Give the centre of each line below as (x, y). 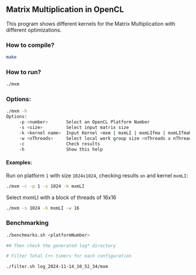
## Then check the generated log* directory (61, 246)
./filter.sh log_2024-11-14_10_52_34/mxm (57, 267)
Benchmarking (27, 223)
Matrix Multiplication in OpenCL (65, 10)
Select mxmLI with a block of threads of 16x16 (61, 197)
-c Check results (60, 144)
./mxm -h (17, 111)
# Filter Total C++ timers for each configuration (69, 256)
